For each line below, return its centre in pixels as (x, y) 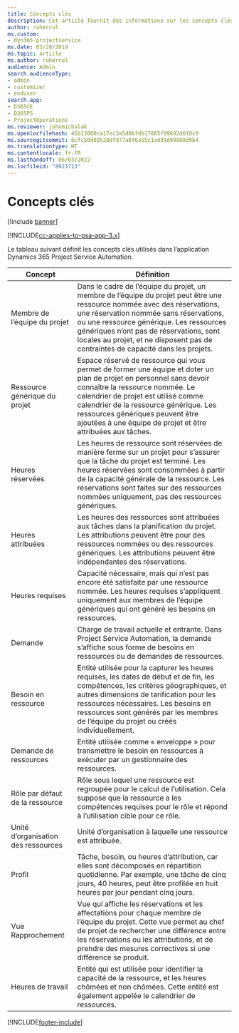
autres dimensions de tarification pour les (147, 694)
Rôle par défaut (37, 793)
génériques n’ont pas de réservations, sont (149, 331)
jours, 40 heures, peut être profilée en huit (148, 883)
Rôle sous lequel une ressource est (136, 780)
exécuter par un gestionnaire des (132, 759)
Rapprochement (38, 935)
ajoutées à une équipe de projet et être (142, 423)
